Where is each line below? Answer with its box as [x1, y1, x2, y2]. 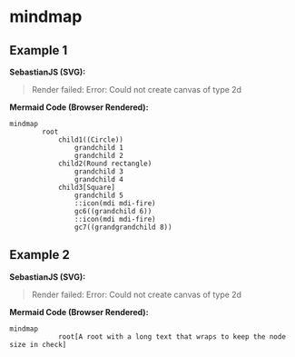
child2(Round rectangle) [57, 159, 152, 168]
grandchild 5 [74, 191, 124, 200]
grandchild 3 [74, 167, 124, 176]
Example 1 [9, 43, 68, 58]
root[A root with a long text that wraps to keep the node [57, 332, 286, 342]
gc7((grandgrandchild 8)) [74, 223, 172, 232]
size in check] [9, 340, 67, 349]
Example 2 [9, 247, 70, 263]
